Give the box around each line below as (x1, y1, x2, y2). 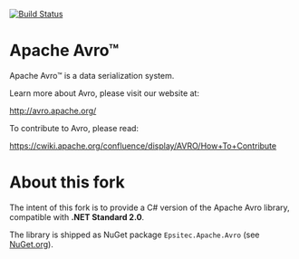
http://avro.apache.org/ (9, 105, 97, 116)
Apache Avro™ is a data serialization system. (9, 70, 175, 81)
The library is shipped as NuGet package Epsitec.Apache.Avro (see (9, 229, 260, 240)
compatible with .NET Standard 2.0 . (9, 211, 145, 222)
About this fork (9, 172, 125, 193)
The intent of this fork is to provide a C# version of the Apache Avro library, (9, 202, 290, 213)
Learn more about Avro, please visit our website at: (9, 87, 199, 99)
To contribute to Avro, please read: (9, 122, 139, 133)
